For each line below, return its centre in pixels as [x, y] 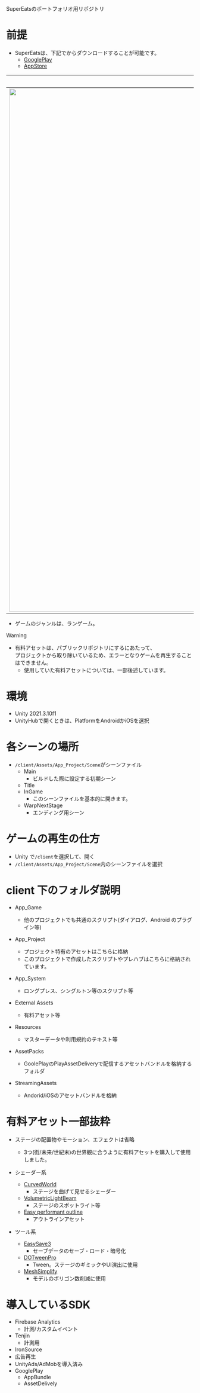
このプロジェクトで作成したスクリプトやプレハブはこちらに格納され [107, 959]
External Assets [34, 1003]
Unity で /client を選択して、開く [55, 856]
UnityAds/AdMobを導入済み [49, 1364]
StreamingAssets [36, 1083]
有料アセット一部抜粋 [58, 1121]
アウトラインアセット [59, 1219]
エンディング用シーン [58, 812]
